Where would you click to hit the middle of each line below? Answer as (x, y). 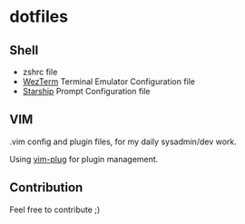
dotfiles (39, 17)
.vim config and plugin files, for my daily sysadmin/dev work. (123, 141)
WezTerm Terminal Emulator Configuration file (109, 82)
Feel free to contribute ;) (55, 209)
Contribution (46, 188)
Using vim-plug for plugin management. (84, 159)
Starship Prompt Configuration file (87, 91)
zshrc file (40, 72)
